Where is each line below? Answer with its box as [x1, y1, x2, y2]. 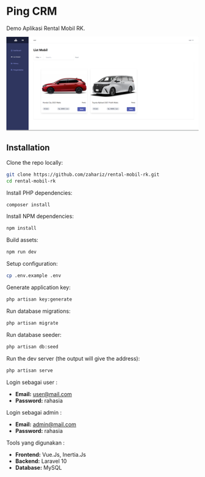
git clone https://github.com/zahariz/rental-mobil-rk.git [6, 171, 160, 178]
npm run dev [6, 249, 37, 255]
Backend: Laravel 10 [15, 457, 67, 465]
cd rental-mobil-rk [6, 178, 56, 184]
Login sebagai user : [6, 378, 58, 386]
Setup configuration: [6, 260, 58, 268]
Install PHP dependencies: [6, 189, 73, 197]
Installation [6, 143, 50, 153]
